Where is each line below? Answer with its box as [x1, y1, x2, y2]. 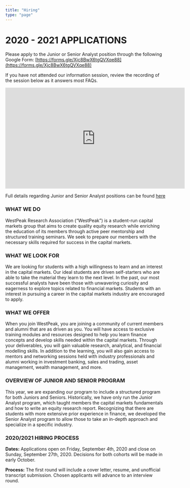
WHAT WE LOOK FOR [5, 252, 60, 259]
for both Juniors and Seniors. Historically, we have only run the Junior [5, 394, 153, 400]
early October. [5, 457, 36, 463]
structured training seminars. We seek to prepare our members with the [5, 234, 156, 240]
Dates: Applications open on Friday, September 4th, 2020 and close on [5, 445, 156, 452]
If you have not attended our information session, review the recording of [5, 72, 160, 78]
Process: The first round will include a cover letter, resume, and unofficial [5, 466, 160, 473]
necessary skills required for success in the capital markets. [5, 239, 132, 245]
